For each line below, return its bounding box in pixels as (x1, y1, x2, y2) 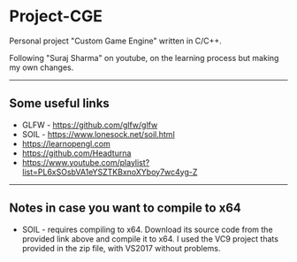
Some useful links (9, 96, 110, 112)
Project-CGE (9, 6, 103, 27)
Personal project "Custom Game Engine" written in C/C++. (9, 35, 223, 46)
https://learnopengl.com (21, 138, 110, 149)
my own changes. (9, 62, 74, 73)
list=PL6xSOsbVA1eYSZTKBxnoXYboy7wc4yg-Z (21, 166, 198, 177)
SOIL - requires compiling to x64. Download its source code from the (21, 224, 273, 235)
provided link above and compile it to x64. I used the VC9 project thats (21, 233, 278, 244)
